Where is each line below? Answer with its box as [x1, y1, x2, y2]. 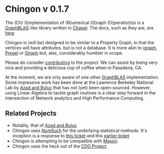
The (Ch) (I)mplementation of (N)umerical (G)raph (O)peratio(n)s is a [5, 20, 144, 26]
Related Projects [5, 109, 57, 118]
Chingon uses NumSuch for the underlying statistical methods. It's [12, 128, 147, 133]
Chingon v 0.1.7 [5, 3, 69, 15]
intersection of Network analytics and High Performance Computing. [5, 95, 144, 101]
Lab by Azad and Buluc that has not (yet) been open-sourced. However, [5, 84, 151, 90]
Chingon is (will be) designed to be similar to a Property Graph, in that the [5, 39, 154, 45]
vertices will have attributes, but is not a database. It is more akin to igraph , [5, 45, 158, 51]
